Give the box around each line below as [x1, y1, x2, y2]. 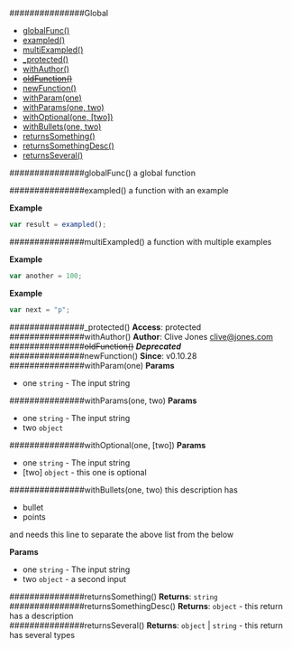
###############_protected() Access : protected [9, 321, 202, 333]
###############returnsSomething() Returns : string [9, 591, 218, 602]
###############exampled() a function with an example [9, 185, 230, 195]
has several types [9, 629, 75, 640]
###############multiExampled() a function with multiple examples [9, 236, 272, 247]
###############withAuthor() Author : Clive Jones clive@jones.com [9, 331, 273, 342]
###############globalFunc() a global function [9, 167, 196, 178]
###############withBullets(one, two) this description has [9, 484, 239, 495]
